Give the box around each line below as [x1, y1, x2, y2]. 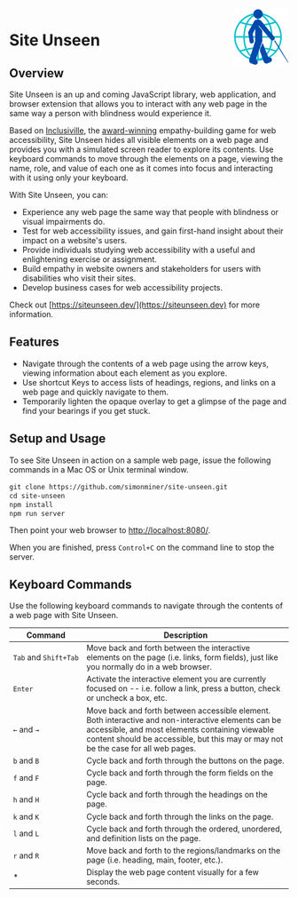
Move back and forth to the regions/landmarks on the [86, 846, 281, 856]
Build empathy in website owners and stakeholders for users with [21, 264, 262, 274]
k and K [12, 811, 40, 822]
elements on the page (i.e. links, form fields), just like [86, 652, 278, 663]
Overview [9, 66, 65, 81]
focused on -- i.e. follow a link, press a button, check [86, 683, 281, 694]
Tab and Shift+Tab [12, 652, 80, 663]
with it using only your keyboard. [9, 172, 129, 183]
